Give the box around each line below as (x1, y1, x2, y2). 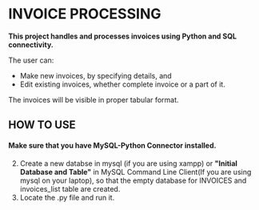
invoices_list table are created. (19, 184, 121, 193)
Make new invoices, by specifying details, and (19, 71, 172, 80)
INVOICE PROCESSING (8, 5, 161, 23)
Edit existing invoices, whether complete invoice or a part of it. (19, 79, 225, 89)
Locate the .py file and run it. (19, 192, 115, 202)
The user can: (8, 55, 54, 65)
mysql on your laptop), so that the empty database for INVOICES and (19, 176, 247, 185)
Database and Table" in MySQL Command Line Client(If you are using (19, 167, 252, 176)
